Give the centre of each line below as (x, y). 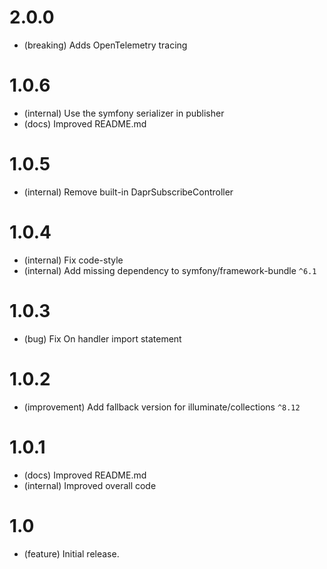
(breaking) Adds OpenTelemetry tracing (105, 45)
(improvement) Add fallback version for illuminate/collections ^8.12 (162, 407)
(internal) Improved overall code (90, 485)
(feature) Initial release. (71, 553)
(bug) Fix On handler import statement (102, 338)
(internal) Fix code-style (73, 260)
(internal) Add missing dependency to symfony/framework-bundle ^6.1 (170, 270)
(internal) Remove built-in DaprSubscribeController (128, 192)
